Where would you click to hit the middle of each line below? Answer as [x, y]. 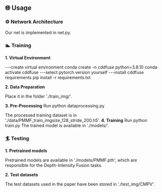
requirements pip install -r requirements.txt [48, 77]
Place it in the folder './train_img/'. [38, 96]
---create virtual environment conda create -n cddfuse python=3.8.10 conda [81, 67]
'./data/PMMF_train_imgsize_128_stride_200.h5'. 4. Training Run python [76, 120]
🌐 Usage [18, 8]
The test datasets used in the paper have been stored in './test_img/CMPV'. [80, 184]
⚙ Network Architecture [34, 22]
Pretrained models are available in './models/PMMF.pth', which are [71, 160]
